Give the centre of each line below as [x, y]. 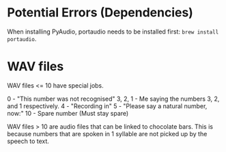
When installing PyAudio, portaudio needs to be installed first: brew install [113, 31]
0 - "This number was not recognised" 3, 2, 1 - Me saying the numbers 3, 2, [113, 99]
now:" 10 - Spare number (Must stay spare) [68, 113]
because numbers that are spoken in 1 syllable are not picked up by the [107, 134]
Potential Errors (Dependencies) [100, 13]
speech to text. [28, 141]
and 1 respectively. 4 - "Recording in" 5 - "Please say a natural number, [107, 106]
